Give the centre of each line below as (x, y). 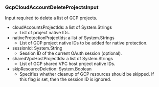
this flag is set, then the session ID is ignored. (65, 79)
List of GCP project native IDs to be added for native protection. (83, 43)
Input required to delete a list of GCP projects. (51, 18)
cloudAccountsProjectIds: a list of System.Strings (62, 27)
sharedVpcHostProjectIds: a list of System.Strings (63, 59)
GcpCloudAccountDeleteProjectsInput (52, 7)
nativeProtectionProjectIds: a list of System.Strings (63, 38)
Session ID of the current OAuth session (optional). (71, 53)
